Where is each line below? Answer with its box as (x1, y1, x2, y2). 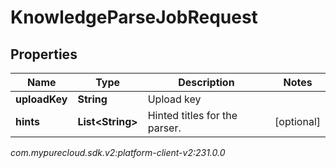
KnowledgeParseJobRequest (10, 6, 258, 29)
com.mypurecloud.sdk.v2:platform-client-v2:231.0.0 (10, 147, 226, 158)
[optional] (274, 115, 321, 128)
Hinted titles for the (147, 109, 238, 122)
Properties (10, 46, 78, 63)
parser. (147, 121, 182, 135)
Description (178, 76, 235, 89)
